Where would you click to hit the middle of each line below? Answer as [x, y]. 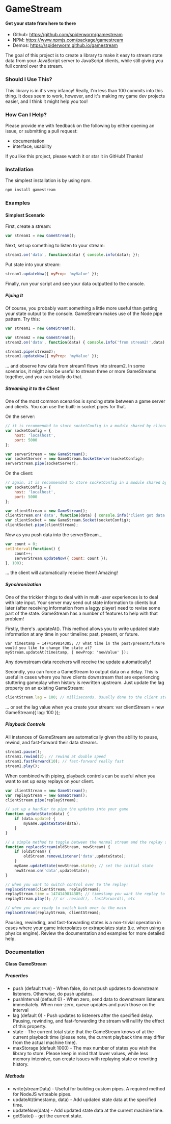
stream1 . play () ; [22, 766]
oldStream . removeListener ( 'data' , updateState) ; [75, 856]
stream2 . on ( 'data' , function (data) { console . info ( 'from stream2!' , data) [85, 342]
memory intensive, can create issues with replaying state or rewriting [85, 1059]
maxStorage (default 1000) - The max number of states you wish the [84, 1048]
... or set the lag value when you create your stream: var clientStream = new [85, 707]
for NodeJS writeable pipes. [42, 1094]
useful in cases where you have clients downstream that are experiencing [82, 677]
